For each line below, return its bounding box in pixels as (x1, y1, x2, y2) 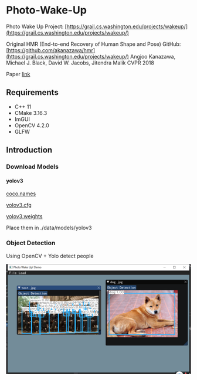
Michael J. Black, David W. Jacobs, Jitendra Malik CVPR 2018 (6, 59, 154, 66)
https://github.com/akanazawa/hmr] (8, 46, 96, 53)
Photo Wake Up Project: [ (6, 23, 67, 30)
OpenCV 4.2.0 (14, 121, 49, 129)
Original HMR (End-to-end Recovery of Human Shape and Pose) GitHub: (6, 40, 181, 48)
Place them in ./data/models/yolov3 (6, 224, 92, 232)
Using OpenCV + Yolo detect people (6, 252, 94, 259)
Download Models (6, 162, 59, 171)
